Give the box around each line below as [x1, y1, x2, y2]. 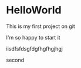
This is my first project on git [6, 23, 75, 30]
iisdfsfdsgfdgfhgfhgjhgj [6, 45, 63, 52]
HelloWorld [6, 3, 62, 17]
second [6, 56, 25, 63]
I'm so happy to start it [6, 34, 60, 41]
